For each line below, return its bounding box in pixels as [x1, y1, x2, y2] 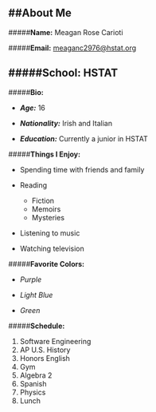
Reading [19, 180, 48, 190]
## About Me [8, 6, 72, 20]
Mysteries [31, 212, 65, 222]
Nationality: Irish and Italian [19, 118, 113, 128]
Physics [19, 387, 46, 397]
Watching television [19, 244, 85, 253]
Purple [19, 275, 42, 284]
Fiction [31, 196, 54, 205]
